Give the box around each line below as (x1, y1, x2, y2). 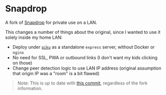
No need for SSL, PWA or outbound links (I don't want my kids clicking (12, 54, 157, 60)
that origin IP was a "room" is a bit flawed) (12, 70, 100, 76)
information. (17, 85, 42, 91)
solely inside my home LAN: (5, 34, 62, 40)
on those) (12, 60, 32, 66)
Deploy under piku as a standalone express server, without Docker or (12, 44, 155, 50)
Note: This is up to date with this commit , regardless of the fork (17, 80, 148, 86)
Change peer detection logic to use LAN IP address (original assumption (12, 65, 161, 71)
